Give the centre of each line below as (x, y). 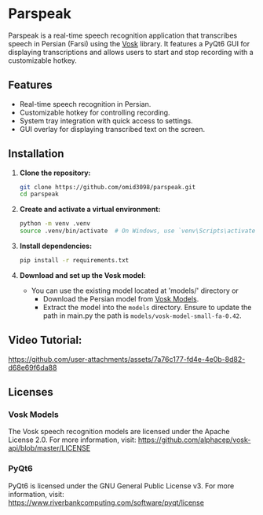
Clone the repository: (55, 173)
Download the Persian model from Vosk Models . (121, 298)
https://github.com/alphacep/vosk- (194, 440)
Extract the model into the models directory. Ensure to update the (147, 307)
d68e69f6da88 (33, 367)
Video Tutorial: (45, 340)
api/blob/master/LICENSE (49, 448)
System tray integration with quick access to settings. (106, 121)
